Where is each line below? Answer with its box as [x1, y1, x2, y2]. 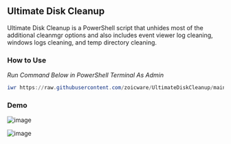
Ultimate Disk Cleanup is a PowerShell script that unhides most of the [7, 23, 204, 32]
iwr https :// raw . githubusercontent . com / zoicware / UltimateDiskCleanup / [7, 84, 214, 91]
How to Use [7, 55, 47, 64]
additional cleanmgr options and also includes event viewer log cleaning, [7, 31, 213, 39]
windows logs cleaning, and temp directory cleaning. [7, 38, 157, 47]
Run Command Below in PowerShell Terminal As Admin [7, 71, 164, 80]
